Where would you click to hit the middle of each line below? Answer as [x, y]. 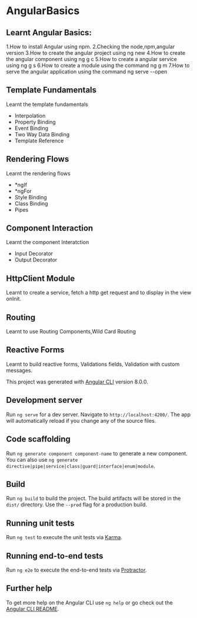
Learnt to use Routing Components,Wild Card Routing [71, 332]
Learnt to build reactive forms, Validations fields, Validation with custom [93, 364]
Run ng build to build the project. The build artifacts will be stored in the [94, 499]
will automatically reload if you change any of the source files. [81, 420]
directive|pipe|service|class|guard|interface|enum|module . [81, 466]
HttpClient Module [41, 278]
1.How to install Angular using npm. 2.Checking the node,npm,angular [91, 46]
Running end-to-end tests [55, 556]
